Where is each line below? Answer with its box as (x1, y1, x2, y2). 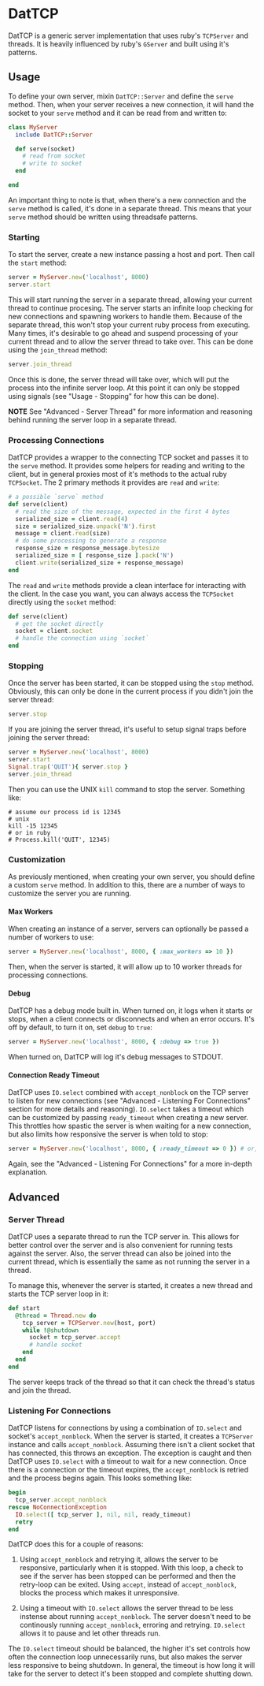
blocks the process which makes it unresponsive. (19, 1588, 180, 1598)
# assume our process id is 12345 (8, 808, 122, 816)
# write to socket (22, 159, 82, 168)
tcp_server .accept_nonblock (15, 1496, 108, 1504)
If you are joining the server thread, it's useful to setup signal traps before (8, 724, 247, 734)
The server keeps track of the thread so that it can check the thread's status (8, 1377, 255, 1386)
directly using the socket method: (8, 597, 116, 607)
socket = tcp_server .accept (28, 1334, 122, 1342)
